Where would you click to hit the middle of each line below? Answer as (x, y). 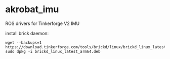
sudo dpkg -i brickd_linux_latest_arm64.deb (53, 51)
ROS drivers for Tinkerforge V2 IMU (42, 23)
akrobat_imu (32, 9)
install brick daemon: (27, 33)
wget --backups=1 (24, 42)
